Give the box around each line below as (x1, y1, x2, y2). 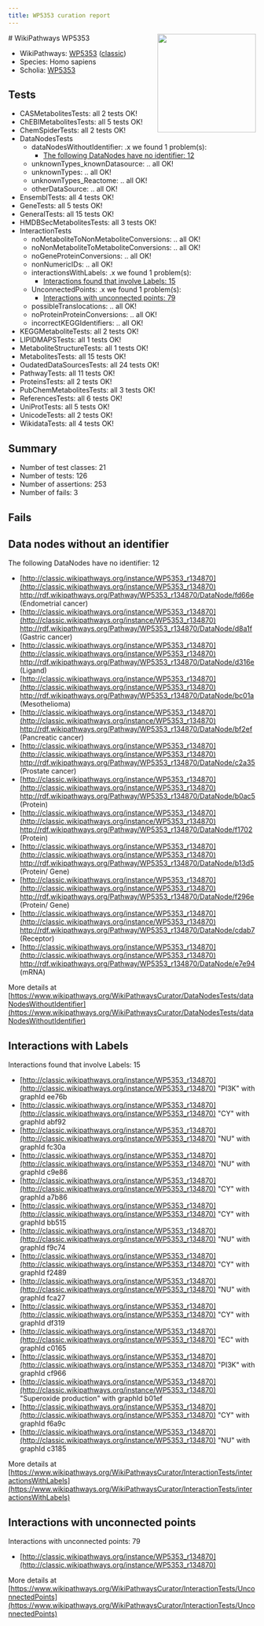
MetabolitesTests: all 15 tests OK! (19, 352, 126, 361)
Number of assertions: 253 (19, 479, 108, 489)
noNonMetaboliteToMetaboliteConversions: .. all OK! (31, 243, 201, 252)
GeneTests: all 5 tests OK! (19, 201, 103, 211)
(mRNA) (19, 968, 46, 977)
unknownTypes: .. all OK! (31, 167, 112, 177)
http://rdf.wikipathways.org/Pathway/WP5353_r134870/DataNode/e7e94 (19, 959, 255, 968)
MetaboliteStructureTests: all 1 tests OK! (19, 344, 148, 353)
